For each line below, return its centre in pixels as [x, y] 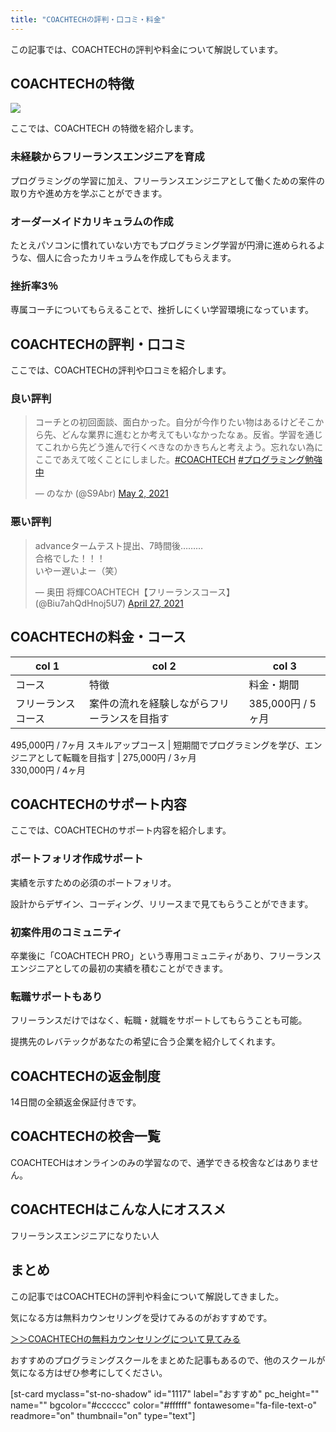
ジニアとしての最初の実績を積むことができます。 [127, 968]
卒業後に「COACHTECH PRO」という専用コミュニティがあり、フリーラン [161, 955]
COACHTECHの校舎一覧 [85, 1136]
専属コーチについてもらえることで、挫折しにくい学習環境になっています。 [162, 310]
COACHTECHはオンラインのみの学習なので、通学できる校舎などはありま [160, 1162]
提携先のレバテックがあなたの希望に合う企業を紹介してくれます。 [145, 1042]
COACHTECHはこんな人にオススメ [118, 1209]
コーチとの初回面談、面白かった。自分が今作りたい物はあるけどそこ [175, 422]
